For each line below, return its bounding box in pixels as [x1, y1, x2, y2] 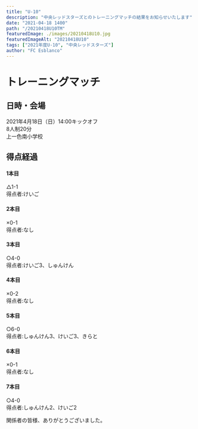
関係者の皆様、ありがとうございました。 [6, 416, 106, 424]
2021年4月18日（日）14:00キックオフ [6, 118, 98, 125]
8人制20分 [6, 125, 32, 132]
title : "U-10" [6, 8, 42, 15]
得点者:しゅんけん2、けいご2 [6, 404, 78, 411]
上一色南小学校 [6, 133, 43, 140]
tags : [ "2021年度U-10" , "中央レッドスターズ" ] [6, 42, 114, 48]
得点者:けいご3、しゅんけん [6, 261, 74, 269]
